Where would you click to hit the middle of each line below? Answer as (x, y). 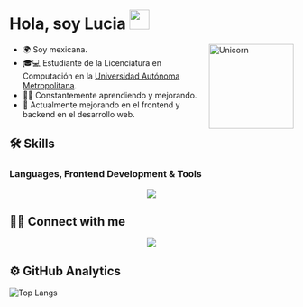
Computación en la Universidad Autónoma (101, 76)
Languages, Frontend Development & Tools (106, 174)
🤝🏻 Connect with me (68, 222)
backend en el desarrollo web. (78, 114)
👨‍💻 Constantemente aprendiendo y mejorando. (110, 95)
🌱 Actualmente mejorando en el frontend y (101, 105)
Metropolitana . (50, 85)
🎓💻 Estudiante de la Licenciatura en (92, 62)
